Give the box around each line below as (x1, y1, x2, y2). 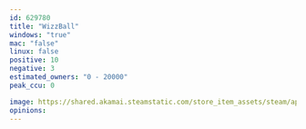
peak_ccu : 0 (9, 81, 55, 90)
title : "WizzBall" (9, 22, 79, 31)
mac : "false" (9, 38, 59, 48)
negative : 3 (9, 64, 55, 74)
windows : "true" (9, 30, 71, 39)
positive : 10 (9, 55, 59, 64)
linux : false (9, 47, 59, 56)
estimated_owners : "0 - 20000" (9, 73, 128, 82)
